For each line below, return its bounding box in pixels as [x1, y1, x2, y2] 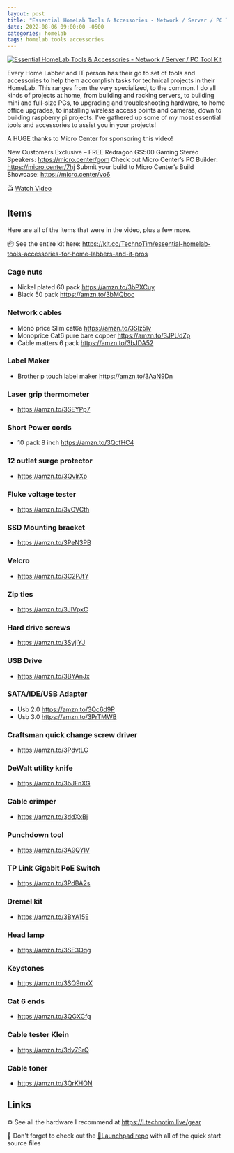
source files [7, 1138, 41, 1147]
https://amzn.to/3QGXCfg [17, 1013, 91, 1021]
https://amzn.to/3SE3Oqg [17, 945, 91, 954]
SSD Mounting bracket [7, 522, 86, 532]
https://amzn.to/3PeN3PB [17, 539, 92, 547]
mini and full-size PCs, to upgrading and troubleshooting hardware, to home [7, 99, 226, 107]
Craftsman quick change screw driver [7, 730, 138, 739]
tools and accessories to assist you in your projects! [7, 121, 157, 129]
